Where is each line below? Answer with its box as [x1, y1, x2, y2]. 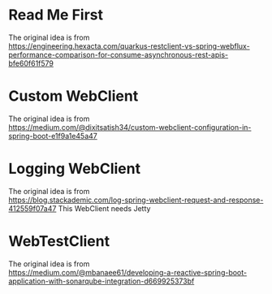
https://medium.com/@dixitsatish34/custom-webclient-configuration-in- [8, 122, 252, 132]
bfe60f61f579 [8, 58, 54, 68]
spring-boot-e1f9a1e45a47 [8, 131, 97, 141]
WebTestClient [8, 232, 110, 250]
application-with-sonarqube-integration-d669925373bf [8, 276, 195, 286]
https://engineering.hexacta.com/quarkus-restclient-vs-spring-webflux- [8, 41, 250, 50]
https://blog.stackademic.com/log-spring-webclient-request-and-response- [8, 195, 264, 205]
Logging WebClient [8, 160, 140, 178]
